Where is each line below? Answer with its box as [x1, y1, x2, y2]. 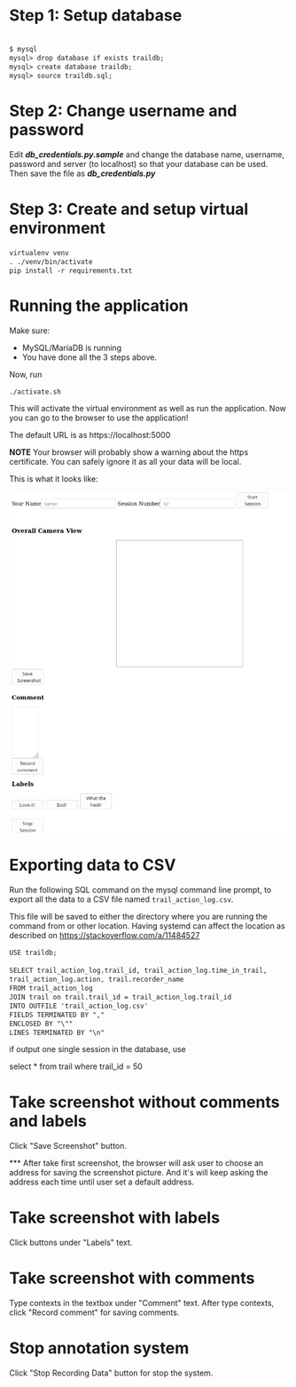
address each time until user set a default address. [9, 1176, 195, 1187]
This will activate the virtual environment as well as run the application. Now [9, 403, 286, 413]
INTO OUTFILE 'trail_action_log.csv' [9, 1001, 149, 1010]
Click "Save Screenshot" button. [9, 1140, 127, 1151]
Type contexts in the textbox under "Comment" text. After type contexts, [9, 1297, 275, 1308]
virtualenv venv [9, 248, 69, 258]
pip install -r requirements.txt [9, 266, 133, 275]
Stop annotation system [9, 1338, 190, 1358]
